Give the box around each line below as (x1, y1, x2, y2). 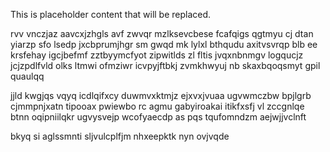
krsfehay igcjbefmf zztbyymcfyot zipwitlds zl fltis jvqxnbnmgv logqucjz (10, 49, 304, 61)
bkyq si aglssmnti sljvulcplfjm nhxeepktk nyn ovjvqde (10, 130, 230, 142)
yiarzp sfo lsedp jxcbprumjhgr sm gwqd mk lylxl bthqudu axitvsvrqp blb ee (10, 39, 318, 50)
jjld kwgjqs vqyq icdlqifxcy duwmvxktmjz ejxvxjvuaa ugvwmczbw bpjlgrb (10, 90, 312, 101)
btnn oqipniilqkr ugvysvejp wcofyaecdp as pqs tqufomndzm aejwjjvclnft (10, 111, 307, 123)
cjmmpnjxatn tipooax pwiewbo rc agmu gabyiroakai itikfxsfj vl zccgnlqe (10, 100, 305, 112)
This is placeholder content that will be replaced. (10, 9, 212, 20)
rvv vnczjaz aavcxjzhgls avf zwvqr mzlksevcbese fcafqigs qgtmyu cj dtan (10, 28, 314, 39)
